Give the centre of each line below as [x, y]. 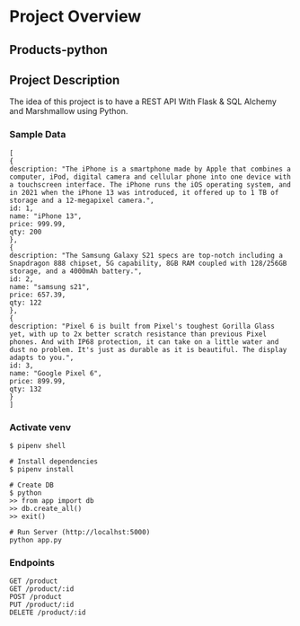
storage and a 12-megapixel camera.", [82, 200]
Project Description [65, 79]
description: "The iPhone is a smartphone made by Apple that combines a [150, 169]
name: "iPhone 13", [46, 216]
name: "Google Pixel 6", [56, 373]
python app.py [36, 540]
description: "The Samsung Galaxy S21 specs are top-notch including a [146, 255]
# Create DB [31, 485]
